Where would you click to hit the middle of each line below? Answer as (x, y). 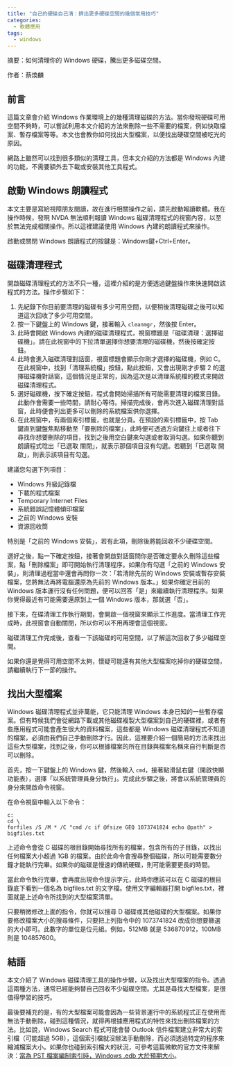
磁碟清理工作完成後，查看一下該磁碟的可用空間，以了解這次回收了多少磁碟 (113, 637)
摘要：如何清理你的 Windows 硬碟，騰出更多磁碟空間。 (86, 61)
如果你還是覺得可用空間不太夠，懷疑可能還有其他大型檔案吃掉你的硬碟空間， (116, 661)
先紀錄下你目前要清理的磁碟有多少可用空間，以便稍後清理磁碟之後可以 (118, 306)
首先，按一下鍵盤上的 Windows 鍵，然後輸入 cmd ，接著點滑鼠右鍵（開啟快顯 (116, 770)
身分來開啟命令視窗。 (37, 788)
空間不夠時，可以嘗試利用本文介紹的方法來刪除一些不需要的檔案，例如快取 (113, 125)
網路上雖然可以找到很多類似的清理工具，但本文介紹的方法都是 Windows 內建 (116, 158)
